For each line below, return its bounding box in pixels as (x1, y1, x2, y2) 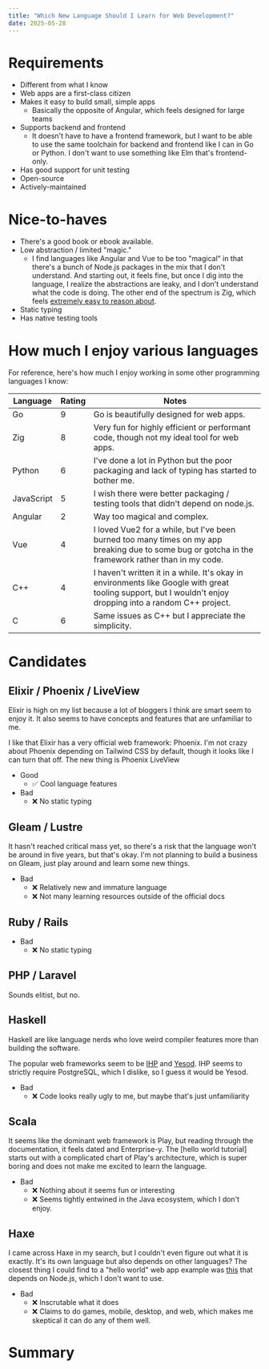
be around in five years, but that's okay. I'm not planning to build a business (8, 850, 258, 860)
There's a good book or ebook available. (19, 237, 154, 247)
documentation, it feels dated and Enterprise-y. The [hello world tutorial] (8, 1145, 247, 1154)
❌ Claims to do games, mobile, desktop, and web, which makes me (31, 1307, 254, 1316)
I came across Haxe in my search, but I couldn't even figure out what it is (8, 1248, 249, 1258)
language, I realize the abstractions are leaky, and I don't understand (31, 280, 259, 289)
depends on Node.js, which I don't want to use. (8, 1274, 164, 1283)
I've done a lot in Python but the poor (93, 455, 233, 466)
